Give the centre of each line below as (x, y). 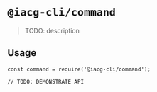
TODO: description (52, 30)
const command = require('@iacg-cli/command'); (79, 69)
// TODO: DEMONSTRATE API (45, 81)
